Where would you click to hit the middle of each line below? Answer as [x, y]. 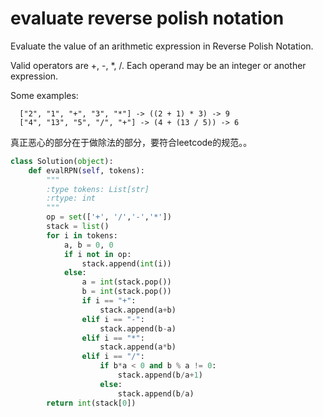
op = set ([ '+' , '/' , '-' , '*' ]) [109, 217]
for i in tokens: [82, 235]
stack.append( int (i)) [126, 263]
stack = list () [78, 227]
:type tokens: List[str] [98, 189]
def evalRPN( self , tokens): [86, 170]
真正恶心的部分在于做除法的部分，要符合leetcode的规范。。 [131, 142]
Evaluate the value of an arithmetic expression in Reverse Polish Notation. [162, 46]
